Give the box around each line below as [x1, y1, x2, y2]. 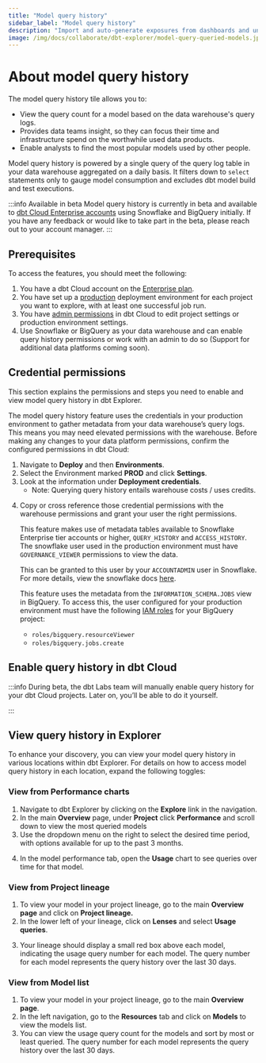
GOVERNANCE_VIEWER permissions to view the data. [19, 549, 178, 559]
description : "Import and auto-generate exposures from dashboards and [8, 26, 249, 34]
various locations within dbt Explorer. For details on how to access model [8, 758, 247, 768]
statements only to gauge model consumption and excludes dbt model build [8, 175, 256, 185]
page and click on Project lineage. [19, 908, 134, 918]
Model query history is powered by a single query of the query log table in [8, 159, 250, 168]
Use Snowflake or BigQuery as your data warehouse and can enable [19, 326, 243, 336]
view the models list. [19, 1020, 87, 1030]
